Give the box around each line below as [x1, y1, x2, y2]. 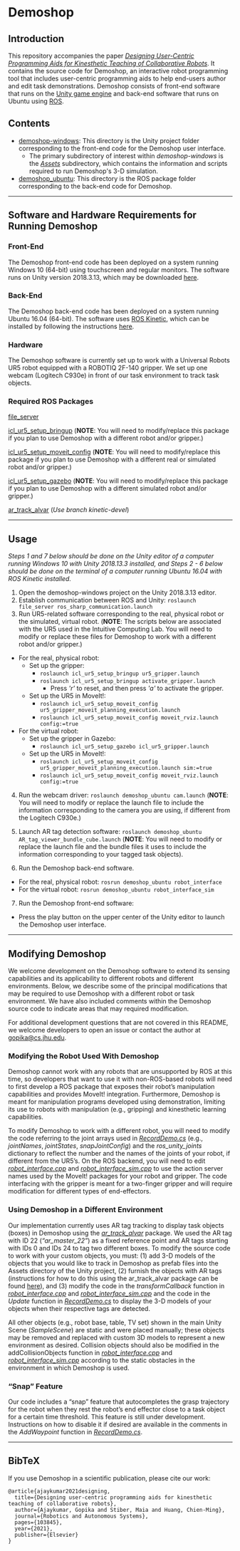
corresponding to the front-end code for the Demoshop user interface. [18, 144, 226, 152]
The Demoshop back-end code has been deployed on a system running [8, 307, 219, 315]
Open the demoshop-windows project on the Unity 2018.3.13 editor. [18, 588, 216, 597]
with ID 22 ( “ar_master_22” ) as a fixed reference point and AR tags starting [8, 1236, 229, 1245]
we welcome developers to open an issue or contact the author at [8, 1026, 202, 1035]
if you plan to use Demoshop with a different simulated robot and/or [8, 484, 207, 493]
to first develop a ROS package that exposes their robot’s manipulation [8, 1082, 215, 1091]
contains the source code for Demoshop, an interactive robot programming [8, 67, 229, 75]
